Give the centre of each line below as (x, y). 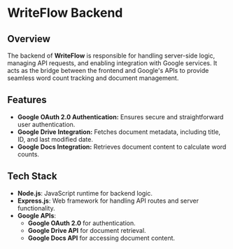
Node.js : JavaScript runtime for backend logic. (85, 193)
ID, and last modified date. (55, 139)
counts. (28, 154)
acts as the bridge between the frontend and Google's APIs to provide (108, 70)
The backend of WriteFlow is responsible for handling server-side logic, (111, 55)
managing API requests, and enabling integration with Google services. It (112, 63)
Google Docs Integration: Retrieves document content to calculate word (122, 147)
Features (27, 100)
